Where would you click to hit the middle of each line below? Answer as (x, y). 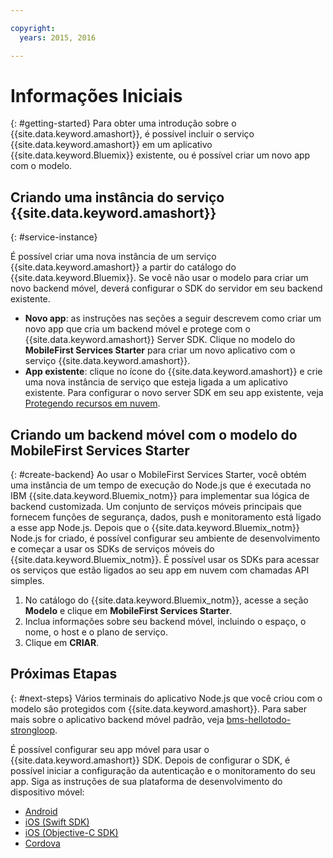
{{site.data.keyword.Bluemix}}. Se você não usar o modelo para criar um (159, 278)
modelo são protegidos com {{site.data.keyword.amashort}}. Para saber (159, 708)
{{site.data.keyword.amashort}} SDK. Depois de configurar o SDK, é (150, 760)
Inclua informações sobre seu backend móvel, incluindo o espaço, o (165, 622)
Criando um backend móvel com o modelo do (154, 434)
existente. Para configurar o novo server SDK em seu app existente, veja (174, 393)
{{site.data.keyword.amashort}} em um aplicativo (111, 145)
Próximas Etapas (64, 674)
